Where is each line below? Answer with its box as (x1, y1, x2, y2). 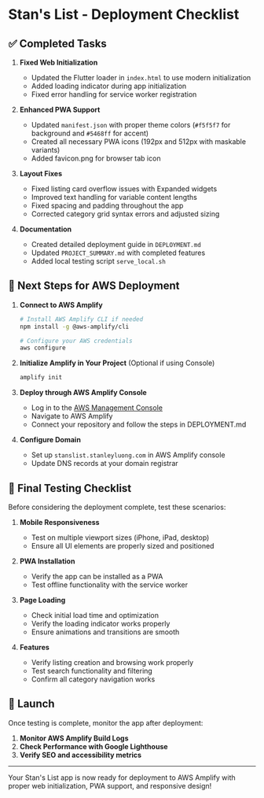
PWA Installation (19, 556, 75, 566)
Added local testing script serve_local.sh (31, 257, 167, 265)
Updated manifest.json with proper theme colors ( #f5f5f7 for (31, 120, 231, 129)
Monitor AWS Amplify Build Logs (19, 733, 129, 743)
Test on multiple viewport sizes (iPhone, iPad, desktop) (31, 533, 210, 542)
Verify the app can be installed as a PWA (31, 572, 163, 581)
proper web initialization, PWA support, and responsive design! (8, 781, 212, 790)
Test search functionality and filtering (31, 667, 153, 675)
